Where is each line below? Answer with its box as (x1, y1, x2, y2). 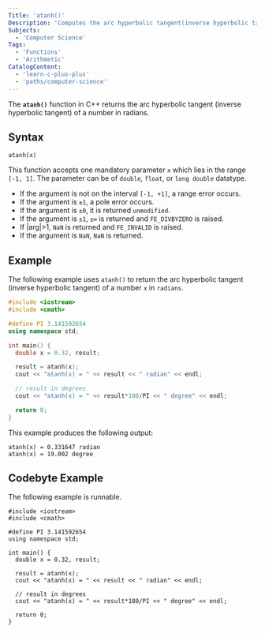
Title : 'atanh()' (8, 11, 65, 20)
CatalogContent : (8, 63, 62, 71)
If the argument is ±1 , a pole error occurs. (19, 197, 155, 207)
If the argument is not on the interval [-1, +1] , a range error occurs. (19, 189, 241, 198)
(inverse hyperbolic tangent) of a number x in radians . (8, 283, 184, 293)
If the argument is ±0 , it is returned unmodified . (19, 206, 171, 215)
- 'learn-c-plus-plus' (15, 70, 90, 78)
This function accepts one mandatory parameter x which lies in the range (8, 165, 246, 174)
